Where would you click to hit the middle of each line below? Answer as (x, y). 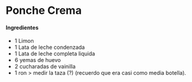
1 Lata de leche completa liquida (55, 54)
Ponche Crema (44, 11)
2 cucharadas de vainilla (45, 66)
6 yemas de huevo (38, 60)
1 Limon (24, 41)
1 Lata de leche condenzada (50, 47)
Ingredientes (22, 27)
